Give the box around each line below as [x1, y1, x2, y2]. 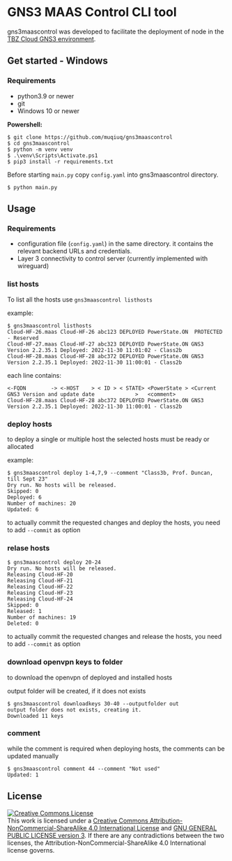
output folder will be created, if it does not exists [7, 686, 146, 695]
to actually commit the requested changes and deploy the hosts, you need [7, 518, 221, 527]
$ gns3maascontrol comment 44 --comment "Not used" [7, 765, 160, 772]
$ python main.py [7, 184, 58, 191]
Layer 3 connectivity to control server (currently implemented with [17, 254, 208, 263]
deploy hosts [7, 419, 52, 429]
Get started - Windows [7, 55, 108, 67]
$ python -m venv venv [7, 146, 73, 153]
